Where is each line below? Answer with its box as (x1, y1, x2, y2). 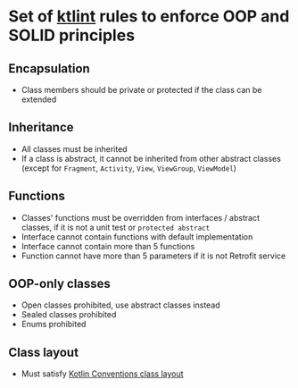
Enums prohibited (21, 319, 87, 330)
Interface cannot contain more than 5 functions (21, 240, 195, 251)
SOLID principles (8, 25, 136, 46)
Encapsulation (8, 61, 90, 76)
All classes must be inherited (21, 143, 128, 154)
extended (21, 94, 57, 105)
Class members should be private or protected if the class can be (21, 85, 262, 95)
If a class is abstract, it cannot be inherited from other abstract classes (21, 153, 282, 164)
